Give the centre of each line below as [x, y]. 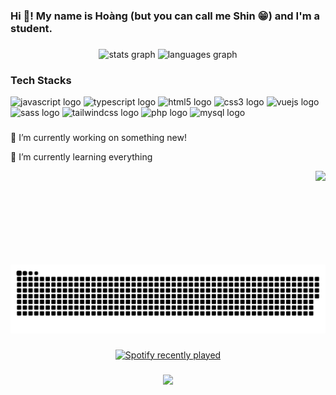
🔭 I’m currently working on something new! [99, 138]
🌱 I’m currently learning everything [81, 157]
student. [31, 28]
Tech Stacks [41, 80]
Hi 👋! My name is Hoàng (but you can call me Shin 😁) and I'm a [165, 16]
